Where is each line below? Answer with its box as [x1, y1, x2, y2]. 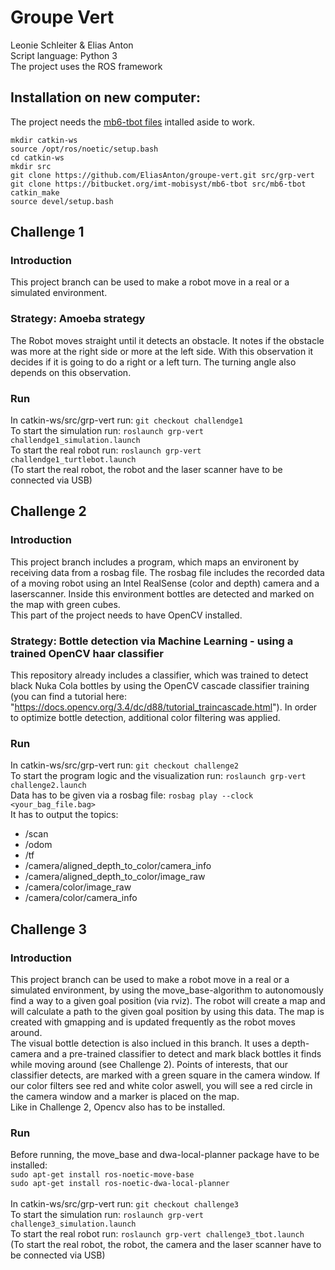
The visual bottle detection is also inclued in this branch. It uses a [10, 1037, 280, 1049]
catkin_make [10, 187, 60, 198]
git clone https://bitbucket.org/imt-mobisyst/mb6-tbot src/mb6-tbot [10, 179, 307, 189]
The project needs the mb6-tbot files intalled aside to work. [10, 116, 255, 128]
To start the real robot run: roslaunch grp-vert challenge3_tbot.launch [10, 1228, 305, 1240]
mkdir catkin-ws [10, 135, 78, 145]
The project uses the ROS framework [10, 60, 163, 72]
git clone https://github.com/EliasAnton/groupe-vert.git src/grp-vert [10, 170, 315, 180]
